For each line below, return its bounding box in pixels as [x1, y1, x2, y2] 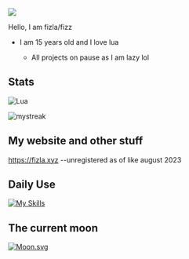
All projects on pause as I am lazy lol [31, 53, 150, 62]
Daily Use [8, 178, 56, 192]
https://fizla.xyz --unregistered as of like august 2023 [8, 155, 182, 164]
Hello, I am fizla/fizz [8, 23, 73, 31]
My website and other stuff [8, 134, 144, 148]
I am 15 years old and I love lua [19, 38, 119, 46]
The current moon [8, 221, 98, 235]
